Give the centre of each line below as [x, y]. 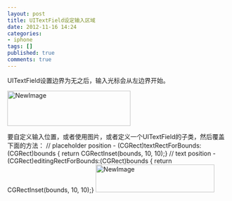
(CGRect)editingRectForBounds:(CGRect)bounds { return [90, 161]
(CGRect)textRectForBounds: [159, 145]
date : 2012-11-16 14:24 [42, 27]
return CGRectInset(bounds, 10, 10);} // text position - [138, 153]
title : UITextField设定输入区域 [52, 20]
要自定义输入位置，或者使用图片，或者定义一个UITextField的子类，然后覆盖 [116, 136]
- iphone [20, 40]
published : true [31, 53]
